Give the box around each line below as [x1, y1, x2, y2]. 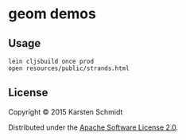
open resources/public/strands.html [8, 64, 130, 72]
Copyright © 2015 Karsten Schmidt [8, 107, 123, 116]
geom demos [8, 5, 97, 23]
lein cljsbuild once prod [8, 57, 94, 65]
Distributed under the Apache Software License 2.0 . [8, 122, 179, 132]
